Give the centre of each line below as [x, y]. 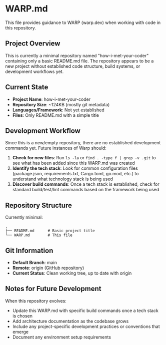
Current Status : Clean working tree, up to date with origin [72, 273]
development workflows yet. [34, 71]
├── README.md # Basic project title [50, 231]
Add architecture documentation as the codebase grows [70, 321]
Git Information [29, 250]
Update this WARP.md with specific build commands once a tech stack [85, 311]
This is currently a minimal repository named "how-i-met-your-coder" [77, 55]
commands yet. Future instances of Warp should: [56, 148]
